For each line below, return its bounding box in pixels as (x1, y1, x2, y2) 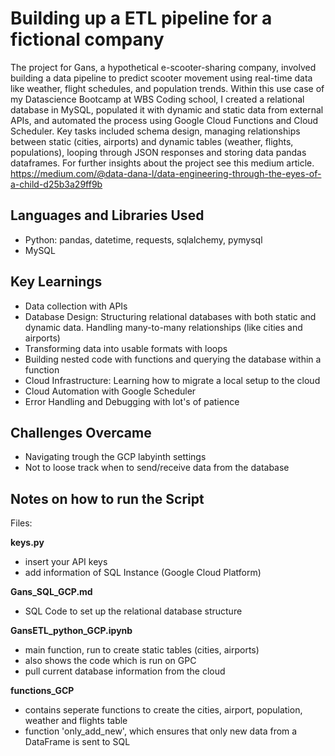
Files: (10, 517, 33, 529)
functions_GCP (10, 685, 75, 697)
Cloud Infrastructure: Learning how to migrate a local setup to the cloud (24, 374, 321, 386)
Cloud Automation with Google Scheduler (24, 385, 197, 397)
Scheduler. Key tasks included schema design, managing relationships (10, 125, 301, 137)
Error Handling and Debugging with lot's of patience (24, 395, 240, 407)
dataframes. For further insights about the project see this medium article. (10, 157, 315, 169)
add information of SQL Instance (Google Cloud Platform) (24, 567, 262, 579)
